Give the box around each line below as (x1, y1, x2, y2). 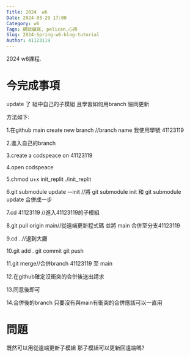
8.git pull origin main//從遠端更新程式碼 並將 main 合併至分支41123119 (6, 221, 180, 229)
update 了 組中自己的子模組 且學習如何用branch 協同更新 (6, 100, 150, 107)
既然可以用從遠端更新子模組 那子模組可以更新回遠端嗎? (6, 344, 145, 351)
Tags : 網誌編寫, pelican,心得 (6, 26, 78, 33)
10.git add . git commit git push (6, 247, 84, 255)
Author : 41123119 (6, 37, 51, 44)
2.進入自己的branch (6, 139, 56, 147)
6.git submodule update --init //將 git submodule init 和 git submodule (6, 188, 181, 195)
